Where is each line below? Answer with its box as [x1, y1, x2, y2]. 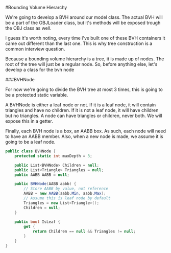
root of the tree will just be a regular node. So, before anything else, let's [5, 61, 158, 67]
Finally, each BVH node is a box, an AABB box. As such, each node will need [5, 128, 166, 134]
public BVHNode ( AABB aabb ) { [14, 181, 77, 187]
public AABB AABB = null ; [14, 172, 70, 177]
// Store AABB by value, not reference [23, 186, 109, 191]
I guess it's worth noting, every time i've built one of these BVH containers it [5, 35, 165, 41]
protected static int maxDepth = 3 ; [14, 153, 93, 158]
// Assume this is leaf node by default [23, 196, 111, 201]
